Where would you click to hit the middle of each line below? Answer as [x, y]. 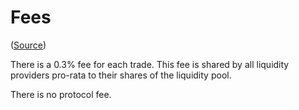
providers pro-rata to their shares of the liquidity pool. [121, 75]
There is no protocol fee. [61, 94]
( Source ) [28, 45]
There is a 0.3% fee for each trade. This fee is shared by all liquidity [150, 64]
